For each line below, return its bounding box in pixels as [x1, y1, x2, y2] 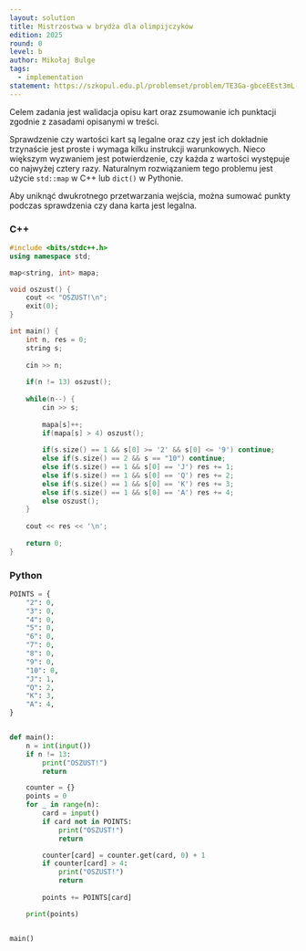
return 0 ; [25, 538, 64, 548]
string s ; [25, 343, 64, 352]
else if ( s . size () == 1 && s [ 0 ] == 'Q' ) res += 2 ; [42, 471, 235, 480]
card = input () [42, 809, 100, 818]
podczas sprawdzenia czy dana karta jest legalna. [9, 200, 198, 211]
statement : [9, 81, 51, 90]
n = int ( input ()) [25, 741, 92, 750]
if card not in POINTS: [42, 817, 132, 826]
